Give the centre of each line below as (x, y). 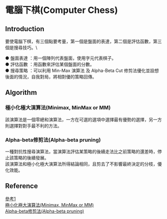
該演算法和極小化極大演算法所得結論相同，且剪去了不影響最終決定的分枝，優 (83, 164)
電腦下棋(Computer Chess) (62, 10)
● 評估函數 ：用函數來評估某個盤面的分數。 (50, 64)
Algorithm (21, 93)
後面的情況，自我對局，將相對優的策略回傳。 (51, 77)
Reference (22, 186)
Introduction (25, 29)
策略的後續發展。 (31, 157)
